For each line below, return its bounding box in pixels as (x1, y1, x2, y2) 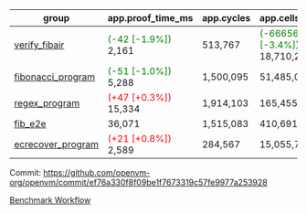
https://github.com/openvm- (43, 167, 151, 177)
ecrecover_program (14, 138, 99, 150)
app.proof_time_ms (107, 12, 194, 24)
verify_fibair (14, 38, 65, 51)
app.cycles (202, 12, 251, 24)
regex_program (14, 97, 80, 109)
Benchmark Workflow (9, 195, 91, 205)
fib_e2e (14, 118, 47, 130)
